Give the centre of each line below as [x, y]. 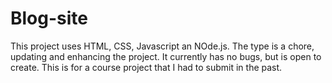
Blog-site [49, 18]
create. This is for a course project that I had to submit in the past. [146, 67]
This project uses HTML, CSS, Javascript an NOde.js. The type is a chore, [162, 46]
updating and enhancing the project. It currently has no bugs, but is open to [166, 56]
